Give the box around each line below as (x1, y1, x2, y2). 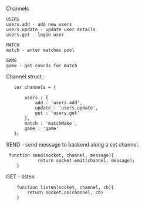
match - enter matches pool (6, 47, 75, 53)
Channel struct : (6, 73, 45, 80)
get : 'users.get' (35, 110, 80, 116)
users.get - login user (6, 32, 65, 38)
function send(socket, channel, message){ (8, 152, 114, 158)
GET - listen (6, 173, 35, 180)
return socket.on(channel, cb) (27, 190, 104, 195)
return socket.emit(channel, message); (37, 158, 135, 164)
